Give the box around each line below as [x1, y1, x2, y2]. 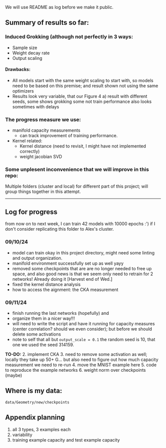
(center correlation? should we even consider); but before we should [12, 326, 152, 332]
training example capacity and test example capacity [12, 437, 120, 443]
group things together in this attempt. [5, 189, 81, 195]
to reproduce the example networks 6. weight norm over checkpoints [5, 367, 146, 373]
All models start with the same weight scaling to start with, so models [12, 77, 154, 83]
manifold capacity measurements [12, 127, 81, 133]
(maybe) [5, 372, 22, 378]
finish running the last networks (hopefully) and [12, 310, 109, 316]
